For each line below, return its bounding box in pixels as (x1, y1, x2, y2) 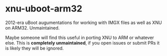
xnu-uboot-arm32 (5, 3, 82, 14)
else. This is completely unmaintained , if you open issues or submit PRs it (5, 39, 160, 45)
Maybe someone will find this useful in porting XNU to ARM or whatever (5, 34, 154, 40)
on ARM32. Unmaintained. (5, 24, 60, 30)
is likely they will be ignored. (5, 45, 64, 51)
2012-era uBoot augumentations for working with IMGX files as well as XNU (5, 19, 162, 25)
